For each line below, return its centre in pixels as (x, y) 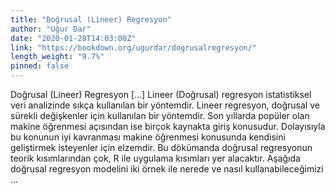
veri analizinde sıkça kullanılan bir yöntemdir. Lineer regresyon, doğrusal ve (165, 105)
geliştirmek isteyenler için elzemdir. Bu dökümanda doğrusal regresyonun (161, 147)
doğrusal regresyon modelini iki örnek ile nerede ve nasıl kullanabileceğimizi (167, 169)
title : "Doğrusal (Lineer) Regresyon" (91, 19)
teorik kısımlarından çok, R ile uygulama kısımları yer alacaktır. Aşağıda (155, 158)
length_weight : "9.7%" (57, 57)
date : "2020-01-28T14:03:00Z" (73, 38)
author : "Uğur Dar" (51, 29)
